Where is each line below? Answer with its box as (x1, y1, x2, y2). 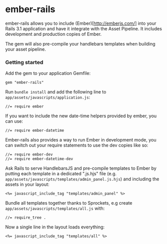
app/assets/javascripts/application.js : (5, 94, 90, 101)
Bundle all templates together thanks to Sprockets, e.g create (5, 200, 133, 206)
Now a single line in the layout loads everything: (5, 224, 105, 230)
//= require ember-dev (5, 152, 53, 157)
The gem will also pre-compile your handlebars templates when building (5, 40, 155, 46)
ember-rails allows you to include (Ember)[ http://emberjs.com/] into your (5, 20, 156, 26)
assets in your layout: (5, 181, 49, 187)
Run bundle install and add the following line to (5, 89, 106, 95)
